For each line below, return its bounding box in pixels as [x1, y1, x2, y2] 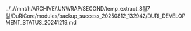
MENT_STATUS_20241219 [5, 19, 68, 26]
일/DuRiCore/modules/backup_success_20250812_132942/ [5, 12, 148, 19]
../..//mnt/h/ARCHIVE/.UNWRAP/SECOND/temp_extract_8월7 [5, 5, 150, 12]
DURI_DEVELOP [147, 12, 186, 19]
